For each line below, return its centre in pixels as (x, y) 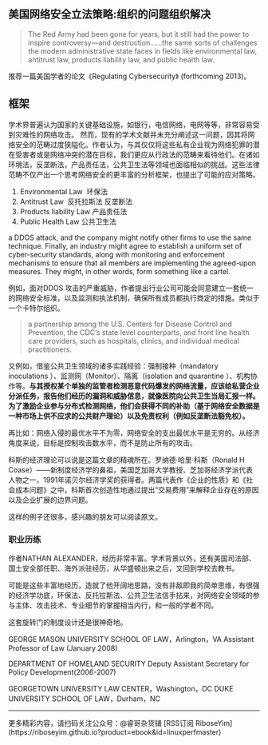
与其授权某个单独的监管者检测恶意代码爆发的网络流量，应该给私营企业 (144, 385)
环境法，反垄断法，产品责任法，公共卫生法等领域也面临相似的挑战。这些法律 (134, 164)
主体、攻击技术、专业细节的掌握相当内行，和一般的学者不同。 (116, 605)
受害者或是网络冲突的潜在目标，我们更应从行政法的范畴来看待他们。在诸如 (137, 154)
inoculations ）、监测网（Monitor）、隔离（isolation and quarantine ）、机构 (130, 376)
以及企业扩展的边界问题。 (50, 500)
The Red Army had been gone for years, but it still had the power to (138, 34)
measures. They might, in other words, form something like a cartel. (120, 271)
